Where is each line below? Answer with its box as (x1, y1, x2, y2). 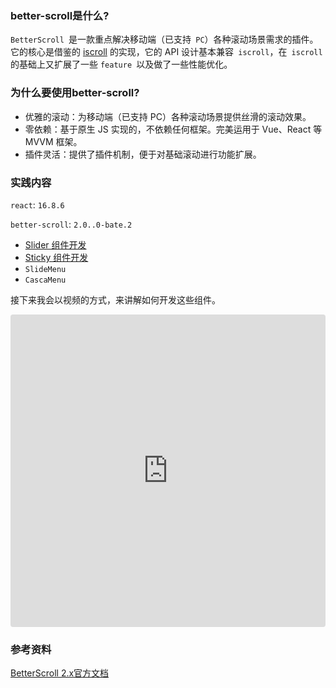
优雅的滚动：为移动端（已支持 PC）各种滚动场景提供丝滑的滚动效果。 (24, 110, 312, 122)
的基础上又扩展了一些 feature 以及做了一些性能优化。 (10, 58, 233, 71)
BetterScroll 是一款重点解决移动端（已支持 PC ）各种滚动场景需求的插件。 (10, 33, 319, 46)
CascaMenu (24, 275, 67, 285)
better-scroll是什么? (10, 8, 110, 22)
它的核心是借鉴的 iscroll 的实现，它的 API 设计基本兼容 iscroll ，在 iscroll (10, 46, 323, 58)
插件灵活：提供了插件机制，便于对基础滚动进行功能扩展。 (24, 148, 262, 160)
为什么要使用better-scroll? (10, 86, 140, 100)
